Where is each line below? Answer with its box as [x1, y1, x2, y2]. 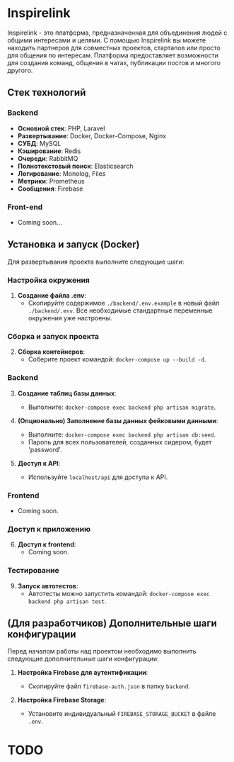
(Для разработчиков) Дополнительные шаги [7, 617, 217, 629]
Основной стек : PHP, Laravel [17, 124, 105, 133]
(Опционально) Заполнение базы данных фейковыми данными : [17, 416, 218, 425]
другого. [7, 66, 33, 74]
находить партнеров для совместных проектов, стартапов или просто [7, 43, 221, 52]
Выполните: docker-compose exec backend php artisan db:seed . [28, 430, 216, 439]
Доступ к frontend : [17, 540, 76, 549]
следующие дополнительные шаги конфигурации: [7, 654, 159, 663]
